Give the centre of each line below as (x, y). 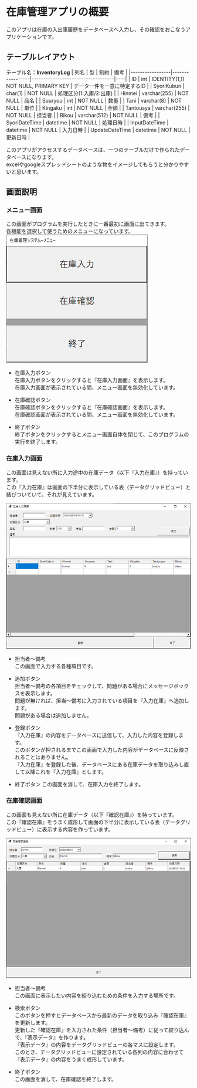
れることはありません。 (43, 757)
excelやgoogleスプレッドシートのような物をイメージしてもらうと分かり (92, 164)
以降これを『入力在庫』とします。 (66, 772)
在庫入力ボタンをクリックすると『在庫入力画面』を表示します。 (91, 380)
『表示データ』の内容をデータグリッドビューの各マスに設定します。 (96, 1045)
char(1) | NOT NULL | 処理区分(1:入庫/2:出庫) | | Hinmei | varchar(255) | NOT (97, 93)
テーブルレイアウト (40, 57)
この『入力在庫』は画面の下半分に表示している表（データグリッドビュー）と (98, 487)
